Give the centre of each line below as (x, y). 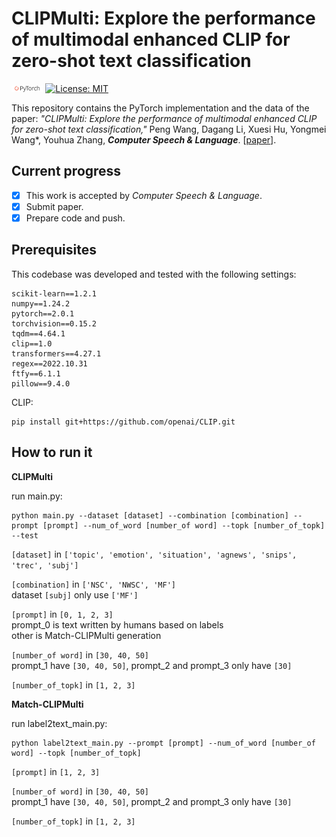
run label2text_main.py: (59, 723)
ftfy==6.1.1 (36, 373)
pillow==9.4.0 (41, 383)
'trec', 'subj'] (45, 565)
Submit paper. (54, 206)
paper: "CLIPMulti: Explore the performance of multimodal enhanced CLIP (164, 118)
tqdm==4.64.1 (38, 333)
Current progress (66, 171)
